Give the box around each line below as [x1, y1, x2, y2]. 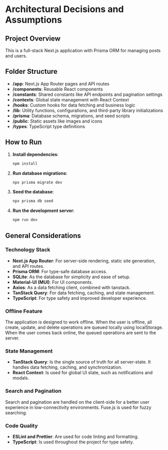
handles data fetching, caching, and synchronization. [12, 364, 122, 370]
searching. [5, 409, 28, 415]
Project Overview [5, 34, 61, 43]
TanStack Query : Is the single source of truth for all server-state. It [12, 359, 151, 365]
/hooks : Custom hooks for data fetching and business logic [12, 102, 135, 108]
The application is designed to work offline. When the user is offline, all [5, 319, 152, 325]
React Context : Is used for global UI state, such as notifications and [12, 370, 153, 376]
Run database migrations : [12, 170, 68, 176]
